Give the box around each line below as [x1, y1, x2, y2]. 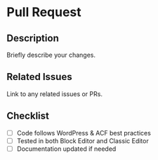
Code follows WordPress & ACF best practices [16, 128, 152, 137]
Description [6, 32, 59, 44]
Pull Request [6, 4, 81, 20]
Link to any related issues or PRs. [6, 89, 103, 98]
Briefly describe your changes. [6, 51, 96, 59]
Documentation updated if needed [16, 145, 117, 153]
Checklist [6, 110, 50, 122]
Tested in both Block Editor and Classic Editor [16, 136, 149, 145]
